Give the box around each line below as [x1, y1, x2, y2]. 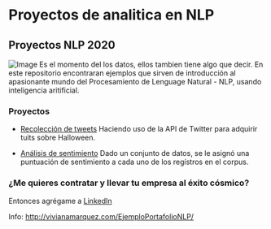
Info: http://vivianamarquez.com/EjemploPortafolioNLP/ [8, 211, 194, 221]
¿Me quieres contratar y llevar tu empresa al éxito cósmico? [8, 177, 250, 188]
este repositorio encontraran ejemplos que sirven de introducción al [8, 68, 236, 78]
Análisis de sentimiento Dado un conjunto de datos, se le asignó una [20, 149, 250, 158]
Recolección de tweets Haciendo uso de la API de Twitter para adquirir [20, 124, 258, 134]
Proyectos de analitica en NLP [8, 6, 215, 24]
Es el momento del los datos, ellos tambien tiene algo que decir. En [39, 59, 264, 69]
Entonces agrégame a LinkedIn [8, 196, 112, 205]
